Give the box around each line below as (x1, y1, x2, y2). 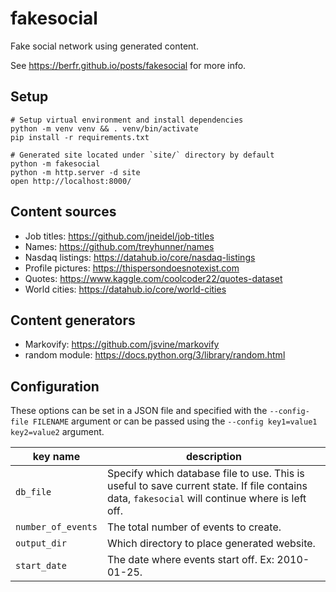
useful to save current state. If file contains (106, 479, 308, 493)
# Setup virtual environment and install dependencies (10, 115, 244, 125)
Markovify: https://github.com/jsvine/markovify (24, 338, 220, 351)
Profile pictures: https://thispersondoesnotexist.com (24, 262, 240, 274)
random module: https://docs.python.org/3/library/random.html (24, 349, 286, 361)
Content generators (10, 312, 136, 329)
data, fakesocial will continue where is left (106, 492, 307, 506)
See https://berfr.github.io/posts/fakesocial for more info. (10, 59, 247, 71)
